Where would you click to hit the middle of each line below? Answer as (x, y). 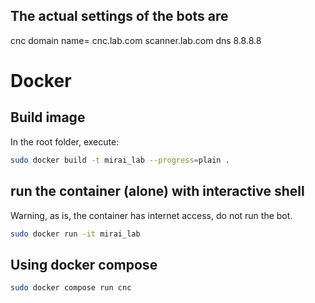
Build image (48, 117)
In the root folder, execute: (65, 141)
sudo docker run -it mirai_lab (75, 234)
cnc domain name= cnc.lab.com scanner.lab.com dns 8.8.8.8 (136, 40)
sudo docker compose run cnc (71, 288)
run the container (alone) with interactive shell (157, 191)
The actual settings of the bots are (119, 16)
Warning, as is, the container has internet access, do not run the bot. (151, 215)
